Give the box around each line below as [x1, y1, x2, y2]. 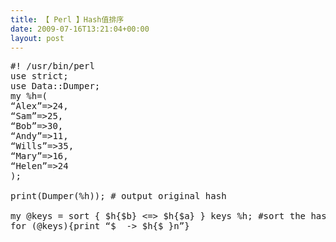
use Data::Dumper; [10, 81, 101, 92]
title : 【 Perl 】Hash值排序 [10, 14, 125, 25]
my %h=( [10, 91, 48, 102]
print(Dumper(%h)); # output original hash [10, 191, 227, 202]
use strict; [10, 71, 69, 82]
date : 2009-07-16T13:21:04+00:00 [10, 24, 150, 34]
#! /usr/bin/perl [10, 61, 95, 72]
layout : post [10, 33, 65, 43]
